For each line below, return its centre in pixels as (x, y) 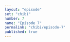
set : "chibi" (18, 14)
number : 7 (15, 18)
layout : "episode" (23, 9)
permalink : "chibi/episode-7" (35, 28)
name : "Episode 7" (23, 23)
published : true (21, 32)
